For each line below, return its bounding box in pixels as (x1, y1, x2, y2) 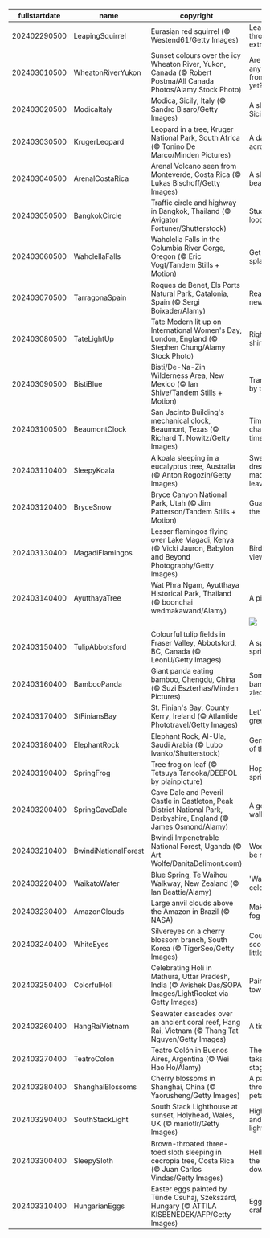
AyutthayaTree (73, 592, 122, 603)
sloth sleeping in (167, 1147, 223, 1157)
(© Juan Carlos (150, 1164, 202, 1174)
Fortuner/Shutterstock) (150, 223, 227, 233)
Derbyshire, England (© (150, 814, 229, 822)
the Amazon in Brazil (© (150, 906, 231, 916)
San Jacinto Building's (150, 408, 225, 417)
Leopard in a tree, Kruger (150, 124, 234, 133)
